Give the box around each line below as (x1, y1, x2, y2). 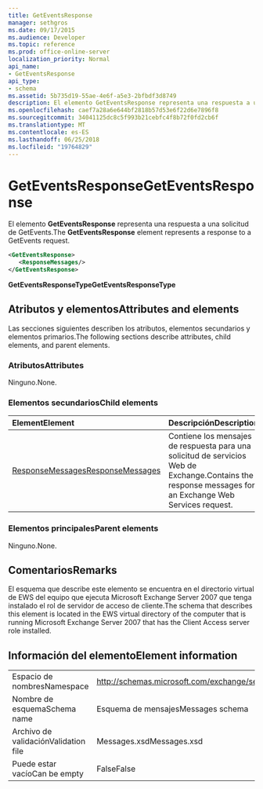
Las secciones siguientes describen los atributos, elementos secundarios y (8, 323, 250, 333)
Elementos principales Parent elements (8, 523, 159, 534)
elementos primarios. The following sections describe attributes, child (8, 331, 231, 342)
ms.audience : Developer (8, 33, 86, 42)
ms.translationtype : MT (8, 121, 86, 129)
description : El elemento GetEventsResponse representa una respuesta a (8, 99, 250, 107)
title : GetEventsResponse (8, 11, 92, 20)
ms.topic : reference (8, 41, 76, 49)
